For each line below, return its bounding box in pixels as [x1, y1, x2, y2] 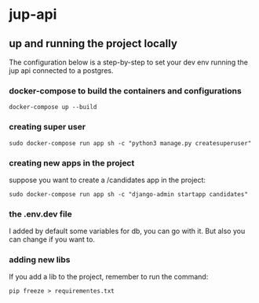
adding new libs [9, 254, 71, 265]
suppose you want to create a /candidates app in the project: [9, 175, 206, 184]
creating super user [9, 122, 86, 133]
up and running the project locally [9, 37, 177, 50]
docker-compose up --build [9, 104, 97, 111]
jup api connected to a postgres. [9, 66, 114, 75]
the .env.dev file [9, 208, 73, 219]
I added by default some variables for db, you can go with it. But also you [9, 226, 246, 236]
